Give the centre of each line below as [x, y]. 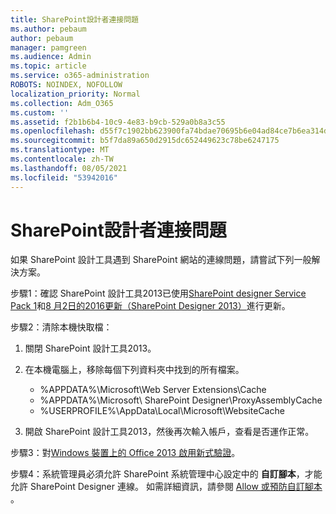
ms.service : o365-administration [80, 76]
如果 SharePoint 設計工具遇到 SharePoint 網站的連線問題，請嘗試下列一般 [161, 260]
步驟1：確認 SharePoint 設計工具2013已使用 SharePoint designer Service [158, 293]
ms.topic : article [48, 66]
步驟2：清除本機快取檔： [61, 327]
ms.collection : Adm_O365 [62, 103]
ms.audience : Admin [51, 57]
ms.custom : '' [40, 112]
